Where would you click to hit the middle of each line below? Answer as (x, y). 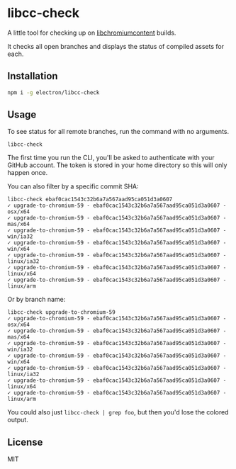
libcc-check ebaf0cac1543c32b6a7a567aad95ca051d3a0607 (90, 200)
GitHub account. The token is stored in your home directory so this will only (117, 165)
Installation (33, 76)
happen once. (28, 173)
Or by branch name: (36, 300)
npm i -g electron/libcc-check (54, 92)
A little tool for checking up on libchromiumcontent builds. (92, 33)
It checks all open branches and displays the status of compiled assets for (116, 46)
